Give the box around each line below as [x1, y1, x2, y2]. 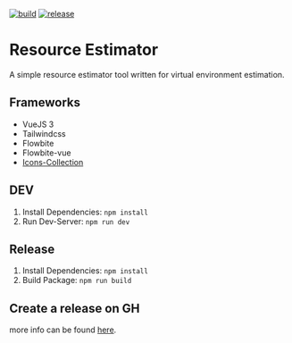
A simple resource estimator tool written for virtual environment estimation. [9, 69, 285, 79]
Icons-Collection [21, 156, 84, 167]
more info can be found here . [9, 324, 117, 335]
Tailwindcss [21, 128, 66, 138]
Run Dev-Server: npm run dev [21, 215, 130, 227]
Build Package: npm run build [21, 275, 132, 286]
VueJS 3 [21, 119, 54, 130]
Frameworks [9, 95, 81, 111]
